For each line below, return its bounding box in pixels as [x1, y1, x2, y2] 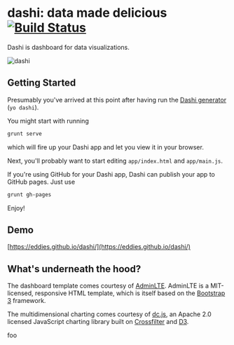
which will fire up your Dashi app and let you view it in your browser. [7, 142, 205, 151]
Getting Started [7, 77, 76, 89]
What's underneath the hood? [7, 263, 142, 275]
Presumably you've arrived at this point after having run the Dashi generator [7, 95, 226, 104]
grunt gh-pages [7, 191, 52, 198]
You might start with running [7, 116, 89, 125]
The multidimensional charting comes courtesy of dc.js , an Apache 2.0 [7, 310, 212, 318]
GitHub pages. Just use [7, 177, 76, 186]
